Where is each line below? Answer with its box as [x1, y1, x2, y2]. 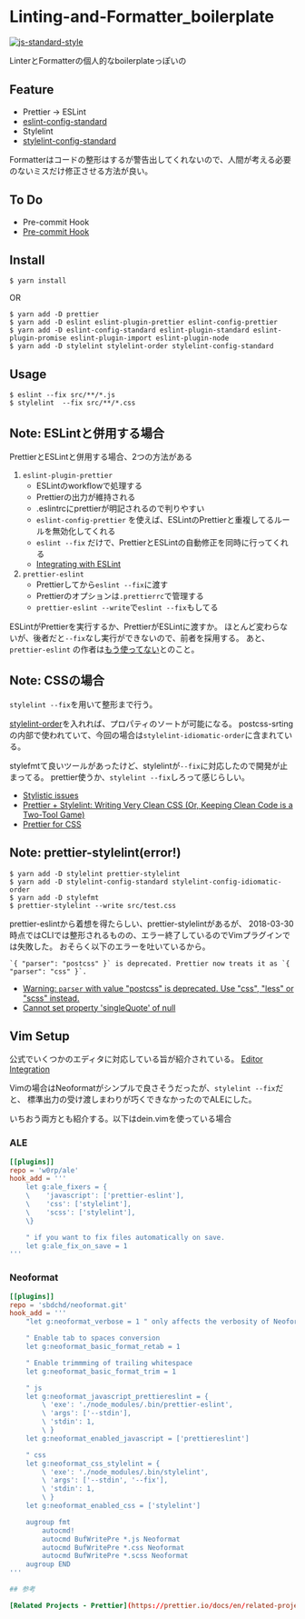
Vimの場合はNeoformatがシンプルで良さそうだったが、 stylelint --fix [9, 1083, 276, 1094]
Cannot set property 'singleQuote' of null [22, 1002, 176, 1013]
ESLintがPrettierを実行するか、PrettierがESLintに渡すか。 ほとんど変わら [9, 621, 280, 632]
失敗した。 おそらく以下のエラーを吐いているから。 [16, 941, 211, 952]
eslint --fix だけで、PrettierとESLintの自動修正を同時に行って [35, 537, 273, 547]
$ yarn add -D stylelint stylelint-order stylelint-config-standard [9, 342, 274, 351]
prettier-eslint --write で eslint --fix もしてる [35, 602, 219, 613]
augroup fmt [25, 1517, 71, 1526]
